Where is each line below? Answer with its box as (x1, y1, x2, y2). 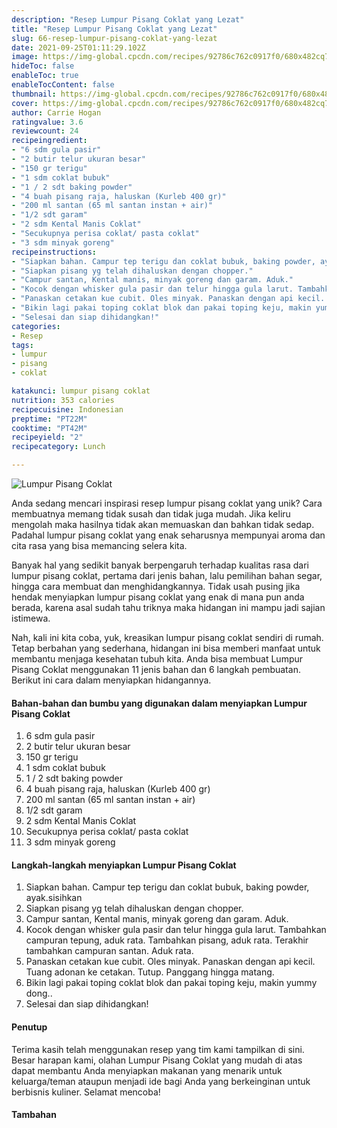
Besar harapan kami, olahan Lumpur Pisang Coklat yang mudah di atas (11, 1054, 303, 1066)
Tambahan (11, 1109, 57, 1121)
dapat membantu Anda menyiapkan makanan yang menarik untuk (11, 1064, 283, 1076)
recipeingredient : (11, 136, 88, 146)
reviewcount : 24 (11, 126, 79, 136)
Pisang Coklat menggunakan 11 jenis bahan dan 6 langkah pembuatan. (11, 664, 301, 675)
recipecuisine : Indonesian (11, 404, 124, 415)
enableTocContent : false (11, 80, 115, 90)
